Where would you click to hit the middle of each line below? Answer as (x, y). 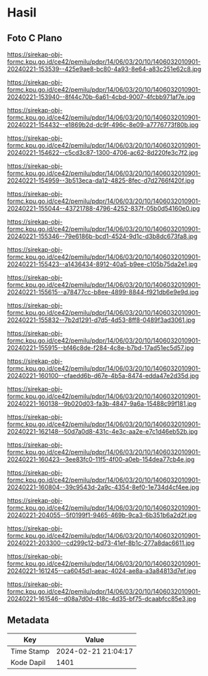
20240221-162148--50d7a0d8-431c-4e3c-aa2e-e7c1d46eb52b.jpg (102, 431)
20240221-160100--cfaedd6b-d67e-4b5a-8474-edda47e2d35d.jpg (103, 376)
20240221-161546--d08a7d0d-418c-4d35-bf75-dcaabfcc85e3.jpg (102, 599)
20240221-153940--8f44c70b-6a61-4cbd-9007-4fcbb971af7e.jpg (101, 97)
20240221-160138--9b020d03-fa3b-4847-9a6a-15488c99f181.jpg (102, 404)
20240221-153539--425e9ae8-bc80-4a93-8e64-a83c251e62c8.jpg (104, 69)
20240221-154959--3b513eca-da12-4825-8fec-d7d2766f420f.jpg (101, 180)
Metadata (28, 620)
